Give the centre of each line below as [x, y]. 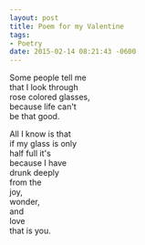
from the [26, 182]
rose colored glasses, [50, 97]
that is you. [31, 231]
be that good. [35, 117]
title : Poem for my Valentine [67, 26]
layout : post [34, 18]
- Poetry [26, 43]
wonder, [25, 202]
